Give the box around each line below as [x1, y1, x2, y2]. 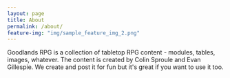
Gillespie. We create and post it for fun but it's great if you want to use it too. [7, 63, 224, 71]
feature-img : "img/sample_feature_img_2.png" [7, 29, 140, 37]
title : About [7, 17, 45, 23]
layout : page [7, 10, 45, 17]
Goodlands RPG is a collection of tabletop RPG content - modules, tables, [7, 48, 216, 57]
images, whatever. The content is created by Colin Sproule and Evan [7, 56, 201, 64]
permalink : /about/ [7, 23, 63, 30]
